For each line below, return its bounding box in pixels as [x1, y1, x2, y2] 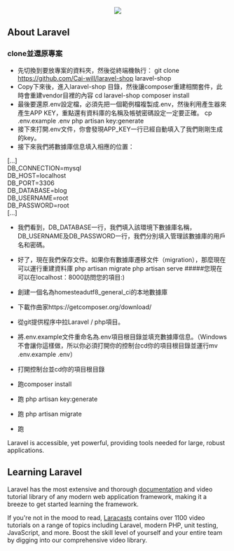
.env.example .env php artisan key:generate [17, 116, 144, 125]
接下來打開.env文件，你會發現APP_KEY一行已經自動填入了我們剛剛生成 [17, 125, 223, 133]
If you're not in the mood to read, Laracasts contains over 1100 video [7, 513, 205, 522]
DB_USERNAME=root [7, 193, 69, 202]
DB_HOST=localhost [7, 171, 67, 179]
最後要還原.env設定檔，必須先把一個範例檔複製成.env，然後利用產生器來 [17, 100, 227, 108]
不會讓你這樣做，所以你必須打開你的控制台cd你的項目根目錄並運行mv [17, 341, 219, 350]
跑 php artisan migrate [17, 409, 82, 418]
